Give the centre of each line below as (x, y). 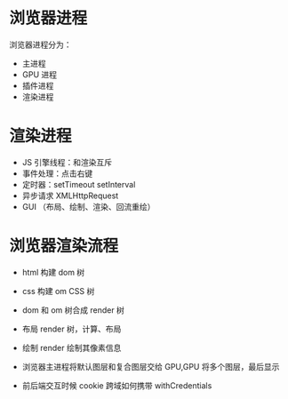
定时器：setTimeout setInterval (79, 184)
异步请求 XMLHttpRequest (70, 196)
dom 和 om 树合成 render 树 (73, 310)
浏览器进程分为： (40, 44)
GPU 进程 (40, 74)
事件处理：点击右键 (57, 173)
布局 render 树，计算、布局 (72, 329)
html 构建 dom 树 (53, 272)
